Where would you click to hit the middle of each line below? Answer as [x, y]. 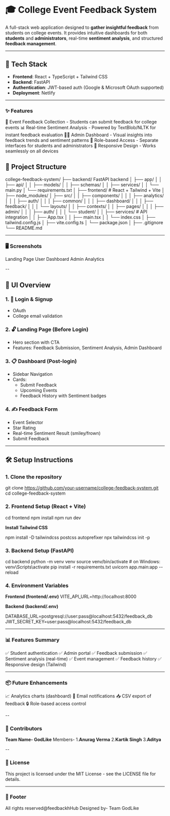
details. [13, 779]
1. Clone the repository [34, 477]
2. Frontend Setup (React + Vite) [46, 506]
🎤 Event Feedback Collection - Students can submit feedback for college [81, 122]
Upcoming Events [38, 390]
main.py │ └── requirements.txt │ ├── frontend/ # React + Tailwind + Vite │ [85, 190]
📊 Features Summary [32, 640]
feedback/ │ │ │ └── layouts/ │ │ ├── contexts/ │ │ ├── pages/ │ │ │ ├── [84, 206]
